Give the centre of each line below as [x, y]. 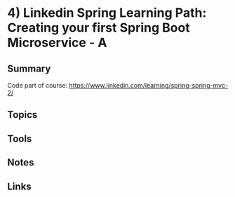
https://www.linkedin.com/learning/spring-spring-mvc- [149, 85]
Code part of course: [38, 85]
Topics [22, 115]
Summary [29, 68]
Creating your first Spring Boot [99, 28]
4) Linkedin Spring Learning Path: [107, 13]
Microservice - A [57, 43]
